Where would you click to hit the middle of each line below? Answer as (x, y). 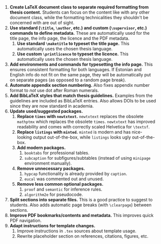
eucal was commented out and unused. (64, 179)
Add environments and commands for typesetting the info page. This (81, 64)
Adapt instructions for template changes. (52, 226)
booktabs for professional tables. (57, 153)
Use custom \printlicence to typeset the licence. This (73, 54)
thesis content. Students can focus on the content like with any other (80, 12)
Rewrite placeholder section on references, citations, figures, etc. (83, 236)
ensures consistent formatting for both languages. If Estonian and (76, 70)
